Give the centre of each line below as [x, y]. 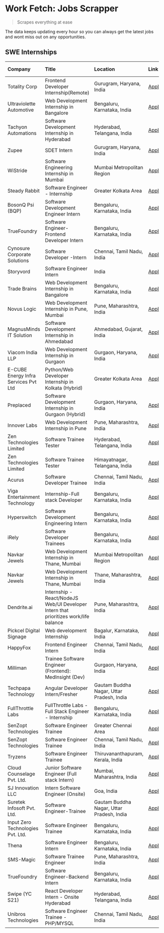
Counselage [21, 774]
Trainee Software [64, 659]
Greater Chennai [113, 725]
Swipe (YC [20, 894]
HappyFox [19, 647]
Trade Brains [22, 289]
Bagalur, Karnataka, [117, 630]
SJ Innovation [23, 788]
